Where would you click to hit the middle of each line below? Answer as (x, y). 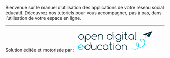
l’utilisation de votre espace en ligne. (44, 18)
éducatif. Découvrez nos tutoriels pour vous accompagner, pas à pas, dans (83, 13)
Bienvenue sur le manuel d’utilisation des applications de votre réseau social (85, 7)
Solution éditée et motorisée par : (40, 50)
